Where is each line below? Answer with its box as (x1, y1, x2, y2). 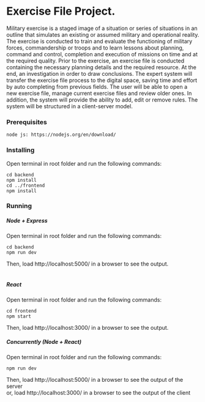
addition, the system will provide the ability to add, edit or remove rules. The (6, 96, 198, 103)
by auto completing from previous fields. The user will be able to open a (6, 83, 188, 90)
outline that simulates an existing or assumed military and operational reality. (6, 31, 199, 38)
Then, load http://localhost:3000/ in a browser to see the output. (6, 324, 169, 332)
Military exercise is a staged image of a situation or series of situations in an (6, 24, 198, 32)
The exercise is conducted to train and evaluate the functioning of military (6, 37, 193, 45)
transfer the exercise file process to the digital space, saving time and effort (6, 76, 198, 84)
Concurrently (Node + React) (6, 338, 82, 345)
